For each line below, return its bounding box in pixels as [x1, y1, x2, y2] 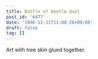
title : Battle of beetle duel [6, 8, 80, 15]
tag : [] [6, 30, 25, 36]
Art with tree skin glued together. [6, 46, 86, 53]
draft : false [6, 25, 38, 31]
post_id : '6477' [6, 14, 46, 20]
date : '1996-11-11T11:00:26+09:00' [6, 19, 93, 25]
